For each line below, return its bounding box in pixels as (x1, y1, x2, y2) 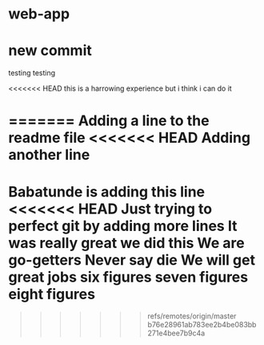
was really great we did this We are (8, 233, 246, 252)
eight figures (8, 285, 96, 303)
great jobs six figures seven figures (8, 268, 249, 286)
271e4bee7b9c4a (147, 328, 206, 338)
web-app (8, 5, 70, 23)
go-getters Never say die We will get (8, 250, 256, 269)
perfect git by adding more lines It (8, 217, 238, 235)
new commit (8, 42, 92, 60)
